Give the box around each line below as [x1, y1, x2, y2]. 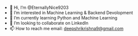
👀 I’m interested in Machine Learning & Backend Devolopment [9, 10, 133, 16]
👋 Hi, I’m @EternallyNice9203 [9, 5, 69, 10]
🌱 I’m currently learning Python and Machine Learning [9, 15, 118, 20]
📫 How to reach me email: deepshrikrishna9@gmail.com [9, 26, 123, 31]
